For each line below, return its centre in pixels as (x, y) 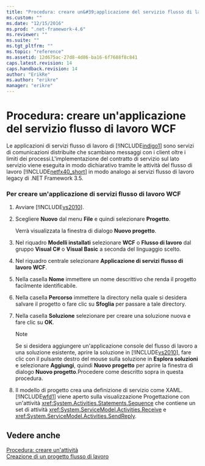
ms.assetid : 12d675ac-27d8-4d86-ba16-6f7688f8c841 (72, 57)
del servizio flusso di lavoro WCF (91, 129)
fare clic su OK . (34, 322)
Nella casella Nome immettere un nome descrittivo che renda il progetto (106, 279)
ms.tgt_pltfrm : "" (30, 46)
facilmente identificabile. (46, 286)
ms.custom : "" (24, 18)
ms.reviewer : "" (27, 35)
